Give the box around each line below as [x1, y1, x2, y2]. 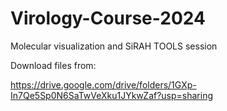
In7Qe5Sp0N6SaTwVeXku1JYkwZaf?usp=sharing [10, 89, 214, 101]
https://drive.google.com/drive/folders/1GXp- [10, 78, 197, 91]
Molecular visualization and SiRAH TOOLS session [10, 40, 218, 52]
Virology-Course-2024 [10, 7, 206, 30]
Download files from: [10, 59, 97, 71]
